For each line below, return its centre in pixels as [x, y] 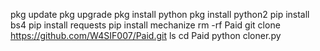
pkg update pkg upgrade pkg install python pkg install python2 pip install [160, 14]
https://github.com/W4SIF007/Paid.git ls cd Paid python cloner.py [146, 35]
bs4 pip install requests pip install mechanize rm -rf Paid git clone [145, 25]
